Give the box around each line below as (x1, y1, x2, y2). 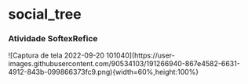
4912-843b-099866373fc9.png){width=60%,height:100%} (8, 68, 199, 77)
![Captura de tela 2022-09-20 (8, 51, 104, 60)
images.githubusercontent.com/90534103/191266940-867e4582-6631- (8, 59, 241, 68)
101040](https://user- (105, 51, 175, 60)
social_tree (8, 5, 82, 23)
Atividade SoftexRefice (8, 33, 98, 44)
